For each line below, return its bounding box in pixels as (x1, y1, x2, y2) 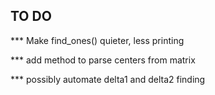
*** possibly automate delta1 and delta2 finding (10, 73, 206, 85)
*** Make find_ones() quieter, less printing (10, 34, 185, 46)
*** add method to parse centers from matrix (10, 54, 196, 66)
